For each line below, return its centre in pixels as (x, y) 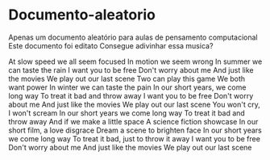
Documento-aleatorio (82, 15)
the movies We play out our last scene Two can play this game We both (127, 78)
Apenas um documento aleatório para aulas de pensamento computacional (133, 37)
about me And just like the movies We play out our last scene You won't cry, (134, 104)
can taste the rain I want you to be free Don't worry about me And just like (131, 69)
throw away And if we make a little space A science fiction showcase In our (133, 121)
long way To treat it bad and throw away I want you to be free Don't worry (131, 95)
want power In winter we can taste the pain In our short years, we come (127, 87)
